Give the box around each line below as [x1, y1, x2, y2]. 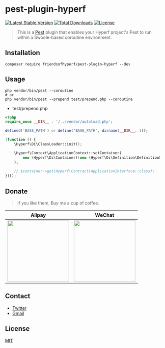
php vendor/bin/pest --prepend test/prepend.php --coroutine [5, 97, 133, 102]
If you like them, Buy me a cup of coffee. [17, 200, 100, 206]
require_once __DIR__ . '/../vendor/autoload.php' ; [5, 119, 113, 124]
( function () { [5, 137, 36, 142]
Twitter [12, 305, 27, 311]
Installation [5, 49, 40, 57]
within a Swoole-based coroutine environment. [17, 34, 112, 40]
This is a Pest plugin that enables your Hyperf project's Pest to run [17, 29, 152, 35]
